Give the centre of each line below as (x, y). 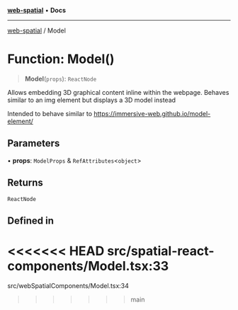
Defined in (31, 220)
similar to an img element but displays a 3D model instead (91, 100)
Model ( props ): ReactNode (61, 79)
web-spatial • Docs (36, 10)
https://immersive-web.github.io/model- (152, 113)
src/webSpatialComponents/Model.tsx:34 (68, 285)
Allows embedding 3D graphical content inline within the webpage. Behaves (118, 92)
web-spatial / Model (36, 30)
